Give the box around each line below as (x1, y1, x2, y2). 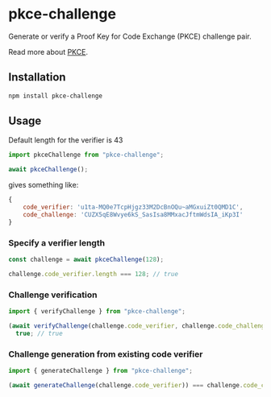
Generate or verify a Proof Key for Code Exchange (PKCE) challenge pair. (8, 31, 252, 41)
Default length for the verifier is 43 (8, 135, 123, 145)
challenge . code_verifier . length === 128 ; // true (8, 270, 179, 278)
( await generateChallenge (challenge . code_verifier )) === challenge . (8, 381, 244, 389)
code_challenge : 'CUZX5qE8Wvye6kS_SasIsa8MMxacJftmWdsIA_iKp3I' (23, 210, 244, 218)
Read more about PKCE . (8, 47, 89, 56)
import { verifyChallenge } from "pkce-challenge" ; (8, 308, 186, 316)
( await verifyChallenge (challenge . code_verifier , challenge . (8, 321, 219, 330)
